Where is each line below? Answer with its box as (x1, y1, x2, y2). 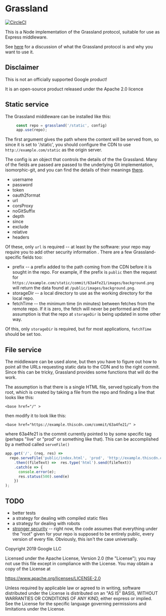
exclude (12, 224, 29, 230)
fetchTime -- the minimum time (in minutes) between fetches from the (12, 301, 155, 307)
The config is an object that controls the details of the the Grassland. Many (5, 157, 158, 163)
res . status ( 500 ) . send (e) (18, 474, 70, 479)
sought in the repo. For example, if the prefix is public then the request (12, 269, 157, 275)
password (12, 182, 33, 188)
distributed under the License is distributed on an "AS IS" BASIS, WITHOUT (5, 590, 158, 596)
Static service (5, 100, 49, 109)
